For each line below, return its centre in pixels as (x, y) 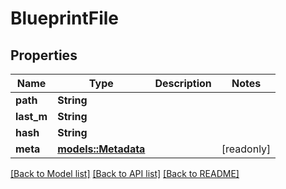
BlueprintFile (65, 18)
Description (183, 83)
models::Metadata (101, 149)
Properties (44, 55)
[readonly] (246, 149)
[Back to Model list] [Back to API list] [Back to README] (125, 173)
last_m (31, 116)
